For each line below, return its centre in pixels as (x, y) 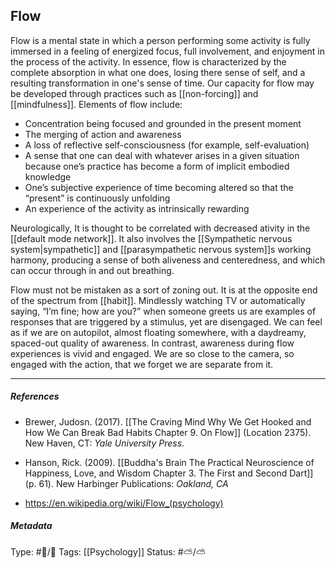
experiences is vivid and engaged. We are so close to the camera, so (152, 353)
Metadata (31, 526)
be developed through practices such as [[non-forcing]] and (134, 93)
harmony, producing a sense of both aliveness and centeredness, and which (168, 260)
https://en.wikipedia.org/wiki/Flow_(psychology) (124, 503)
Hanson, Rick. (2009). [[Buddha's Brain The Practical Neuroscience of (169, 462)
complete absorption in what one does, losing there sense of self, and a (158, 72)
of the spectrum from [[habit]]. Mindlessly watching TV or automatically (158, 300)
